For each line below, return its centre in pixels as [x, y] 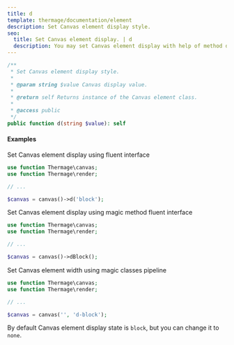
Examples [22, 139]
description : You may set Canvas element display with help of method [118, 46]
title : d [20, 14]
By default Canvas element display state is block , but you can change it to [113, 328]
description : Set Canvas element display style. [79, 26]
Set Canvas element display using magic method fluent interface [100, 213]
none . [15, 335]
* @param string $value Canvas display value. [79, 84]
